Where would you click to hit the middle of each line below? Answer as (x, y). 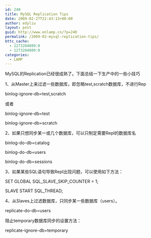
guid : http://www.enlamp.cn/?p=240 (41, 32)
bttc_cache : (17, 41)
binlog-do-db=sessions (29, 162)
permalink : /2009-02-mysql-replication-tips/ (52, 37)
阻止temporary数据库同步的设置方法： (43, 221)
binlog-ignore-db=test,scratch (36, 94)
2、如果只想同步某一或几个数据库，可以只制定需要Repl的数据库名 (71, 133)
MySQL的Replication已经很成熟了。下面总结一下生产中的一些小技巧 (73, 74)
